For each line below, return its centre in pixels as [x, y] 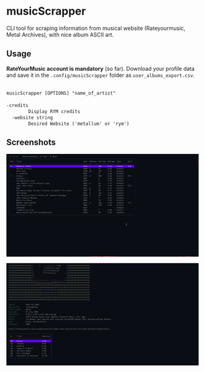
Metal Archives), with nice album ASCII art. [60, 34]
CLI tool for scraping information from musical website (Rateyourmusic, [96, 28]
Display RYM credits [54, 111]
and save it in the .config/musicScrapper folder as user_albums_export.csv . [101, 75]
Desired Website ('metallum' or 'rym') [79, 123]
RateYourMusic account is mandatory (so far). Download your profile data [101, 68]
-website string [32, 117]
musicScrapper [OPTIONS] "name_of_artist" [61, 93]
